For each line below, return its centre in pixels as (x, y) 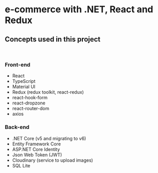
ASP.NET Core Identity (36, 149)
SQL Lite (21, 165)
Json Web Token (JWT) (37, 155)
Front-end (18, 64)
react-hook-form (30, 98)
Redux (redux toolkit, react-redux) (48, 92)
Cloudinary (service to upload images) (52, 160)
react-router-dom (31, 109)
